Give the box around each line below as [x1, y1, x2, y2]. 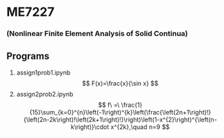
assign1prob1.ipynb [16, 68, 71, 77]
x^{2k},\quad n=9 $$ [110, 122, 170, 131]
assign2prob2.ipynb [16, 90, 74, 98]
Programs [6, 50, 50, 62]
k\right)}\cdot [70, 122, 110, 131]
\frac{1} [121, 101, 143, 109]
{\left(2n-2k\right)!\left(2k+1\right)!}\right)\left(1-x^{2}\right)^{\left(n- [23, 115, 218, 124]
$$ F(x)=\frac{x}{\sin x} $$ [81, 79, 159, 87]
